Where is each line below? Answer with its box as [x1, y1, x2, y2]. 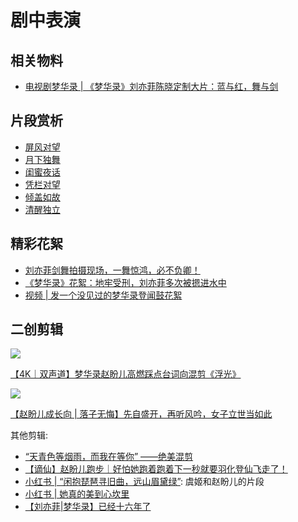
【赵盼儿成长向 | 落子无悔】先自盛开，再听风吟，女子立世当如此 [10, 408, 273, 420]
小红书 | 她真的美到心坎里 [24, 488, 130, 500]
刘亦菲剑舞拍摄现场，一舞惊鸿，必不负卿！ [24, 264, 201, 276]
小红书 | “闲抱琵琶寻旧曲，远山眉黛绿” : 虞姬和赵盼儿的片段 [24, 476, 265, 488]
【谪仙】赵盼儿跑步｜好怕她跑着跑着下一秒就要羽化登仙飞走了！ [24, 463, 288, 475]
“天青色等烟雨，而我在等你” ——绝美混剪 [24, 451, 194, 463]
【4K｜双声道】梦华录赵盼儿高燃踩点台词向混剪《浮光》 [10, 368, 242, 380]
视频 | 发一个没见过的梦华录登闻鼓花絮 [24, 289, 183, 301]
